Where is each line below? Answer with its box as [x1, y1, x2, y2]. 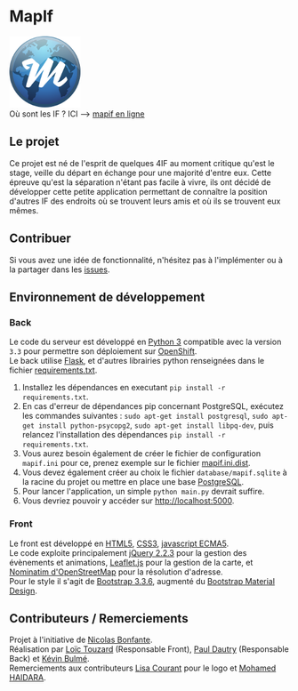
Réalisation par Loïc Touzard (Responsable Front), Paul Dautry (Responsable [9, 644, 289, 655]
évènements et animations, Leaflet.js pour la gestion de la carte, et [9, 557, 254, 567]
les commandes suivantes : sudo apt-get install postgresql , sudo [21, 411, 269, 422]
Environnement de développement [9, 289, 205, 304]
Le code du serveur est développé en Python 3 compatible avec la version [9, 336, 282, 348]
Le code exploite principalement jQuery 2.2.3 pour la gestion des [9, 547, 247, 558]
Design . [9, 585, 37, 596]
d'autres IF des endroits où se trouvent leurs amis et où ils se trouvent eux [9, 196, 281, 206]
